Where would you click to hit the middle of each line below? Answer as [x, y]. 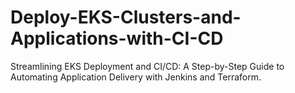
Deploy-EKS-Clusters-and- [126, 17]
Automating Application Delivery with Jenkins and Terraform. [136, 77]
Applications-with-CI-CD [117, 38]
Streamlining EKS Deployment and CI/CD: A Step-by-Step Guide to [147, 66]
